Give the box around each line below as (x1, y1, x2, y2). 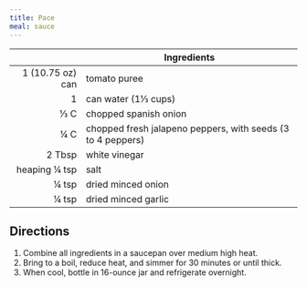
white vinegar (85, 148, 144, 160)
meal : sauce (9, 22, 55, 31)
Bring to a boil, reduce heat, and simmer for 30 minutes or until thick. (22, 257, 282, 269)
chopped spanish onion (85, 107, 187, 119)
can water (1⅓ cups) (85, 92, 176, 105)
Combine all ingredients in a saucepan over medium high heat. (22, 248, 259, 259)
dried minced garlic (85, 192, 169, 205)
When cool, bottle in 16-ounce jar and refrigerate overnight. (22, 267, 247, 278)
